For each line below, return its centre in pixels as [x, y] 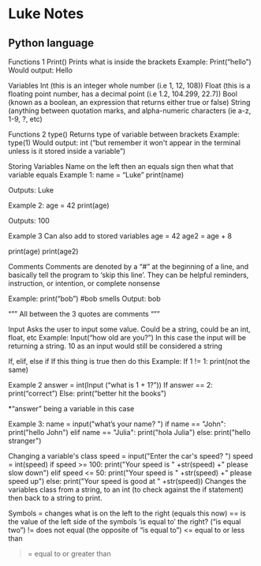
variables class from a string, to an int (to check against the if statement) [126, 489]
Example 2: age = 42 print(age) [59, 205]
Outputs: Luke [31, 190]
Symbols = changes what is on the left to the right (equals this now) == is [127, 513]
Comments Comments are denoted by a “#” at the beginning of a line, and [129, 266]
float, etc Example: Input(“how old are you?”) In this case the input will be [127, 337]
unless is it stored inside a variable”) [67, 151]
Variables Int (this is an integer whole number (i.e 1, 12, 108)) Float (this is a [129, 85]
